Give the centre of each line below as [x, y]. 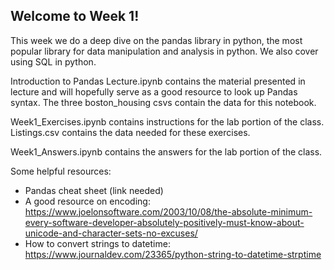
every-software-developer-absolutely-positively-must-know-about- [164, 222]
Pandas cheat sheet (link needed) [94, 190]
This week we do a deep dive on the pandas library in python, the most [156, 40]
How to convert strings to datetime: [97, 243]
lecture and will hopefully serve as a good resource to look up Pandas [154, 91]
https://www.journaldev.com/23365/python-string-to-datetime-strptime [173, 254]
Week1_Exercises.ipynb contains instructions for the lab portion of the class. [167, 121]
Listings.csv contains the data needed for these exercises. [130, 132]
